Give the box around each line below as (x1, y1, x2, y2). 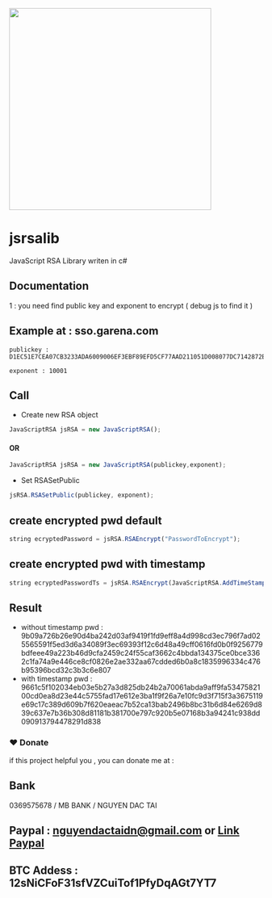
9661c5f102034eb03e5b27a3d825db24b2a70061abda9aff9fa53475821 (20, 682, 261, 692)
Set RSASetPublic (20, 476, 80, 485)
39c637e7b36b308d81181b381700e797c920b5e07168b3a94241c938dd (20, 708, 261, 718)
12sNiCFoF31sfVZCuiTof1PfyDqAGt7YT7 (9, 876, 217, 890)
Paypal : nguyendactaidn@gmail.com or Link (9, 824, 241, 837)
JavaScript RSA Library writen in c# (9, 255, 128, 266)
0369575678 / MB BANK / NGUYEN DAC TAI (9, 800, 157, 810)
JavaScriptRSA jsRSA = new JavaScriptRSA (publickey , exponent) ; (9, 461, 227, 469)
